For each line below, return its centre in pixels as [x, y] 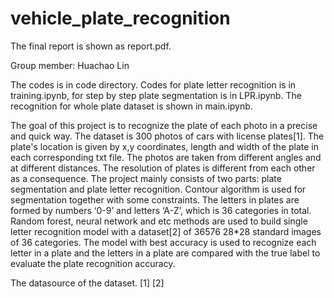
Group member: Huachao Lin [70, 65]
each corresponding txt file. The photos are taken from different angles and [166, 157]
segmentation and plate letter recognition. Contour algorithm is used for [158, 189]
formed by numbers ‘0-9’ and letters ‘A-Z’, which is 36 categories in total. [161, 210]
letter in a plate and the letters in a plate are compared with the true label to [165, 253]
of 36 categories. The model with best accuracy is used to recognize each [163, 242]
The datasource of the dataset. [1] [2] [87, 283]
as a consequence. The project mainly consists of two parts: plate [146, 178]
